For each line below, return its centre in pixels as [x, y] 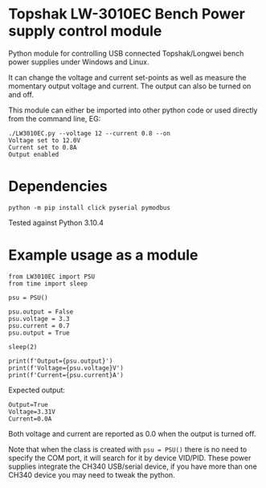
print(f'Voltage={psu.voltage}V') [66, 368]
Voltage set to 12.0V [45, 140]
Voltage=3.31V [32, 412]
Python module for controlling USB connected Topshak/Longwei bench [126, 53]
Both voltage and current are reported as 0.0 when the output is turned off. [132, 433]
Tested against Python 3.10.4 [56, 223]
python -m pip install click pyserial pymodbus [90, 207]
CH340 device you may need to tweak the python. [92, 474]
